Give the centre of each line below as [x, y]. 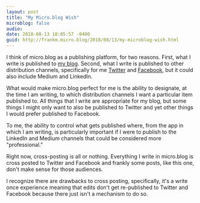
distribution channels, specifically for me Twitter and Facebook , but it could [100, 70]
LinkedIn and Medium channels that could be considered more [84, 138]
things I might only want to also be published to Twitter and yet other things [100, 107]
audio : [14, 29]
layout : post [23, 12]
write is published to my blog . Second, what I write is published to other [95, 63]
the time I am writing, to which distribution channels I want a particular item [99, 95]
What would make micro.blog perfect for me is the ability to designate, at [97, 88]
